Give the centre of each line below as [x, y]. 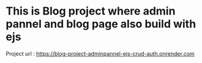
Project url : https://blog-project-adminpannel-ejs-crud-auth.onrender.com [100, 53]
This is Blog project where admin [91, 11]
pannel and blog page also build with [101, 24]
